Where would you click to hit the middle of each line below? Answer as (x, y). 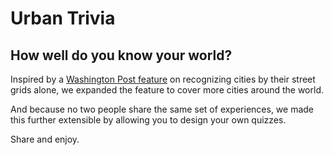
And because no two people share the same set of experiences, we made (162, 109)
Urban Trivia (63, 18)
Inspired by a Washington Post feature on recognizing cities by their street (163, 79)
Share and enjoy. (45, 139)
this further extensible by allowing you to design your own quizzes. (148, 120)
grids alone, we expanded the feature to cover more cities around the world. (167, 90)
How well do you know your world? (121, 55)
